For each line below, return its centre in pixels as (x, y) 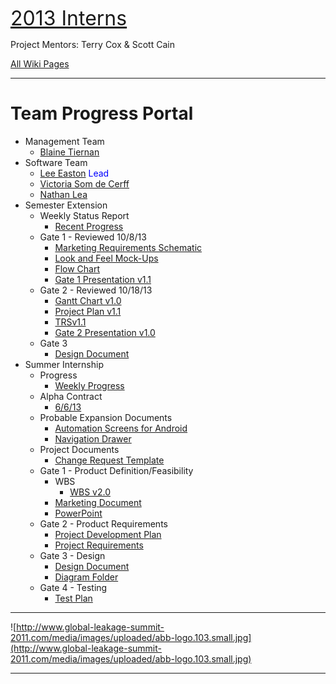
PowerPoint (78, 513)
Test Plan (73, 598)
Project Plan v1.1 (88, 311)
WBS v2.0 (90, 492)
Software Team (56, 162)
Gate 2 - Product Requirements (103, 523)
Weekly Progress (89, 385)
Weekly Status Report (84, 215)
